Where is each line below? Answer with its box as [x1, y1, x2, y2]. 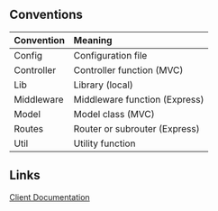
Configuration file [73, 49, 148, 61]
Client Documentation [9, 191, 90, 202]
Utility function [73, 137, 136, 150]
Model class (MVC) [73, 107, 155, 120]
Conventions [9, 7, 84, 23]
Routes [14, 122, 43, 134]
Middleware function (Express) [73, 93, 204, 105]
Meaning [73, 33, 113, 46]
